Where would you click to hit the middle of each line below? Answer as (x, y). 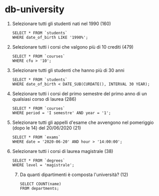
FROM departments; (39, 188)
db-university (35, 9)
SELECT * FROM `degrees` (39, 160)
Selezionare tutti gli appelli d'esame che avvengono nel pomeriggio (83, 122)
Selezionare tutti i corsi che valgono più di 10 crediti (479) (73, 47)
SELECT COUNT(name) (41, 184)
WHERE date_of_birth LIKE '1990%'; (50, 37)
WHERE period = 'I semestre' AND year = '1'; (61, 113)
